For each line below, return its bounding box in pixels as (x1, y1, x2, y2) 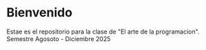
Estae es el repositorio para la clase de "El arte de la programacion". (6, 27, 200, 36)
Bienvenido (6, 5, 73, 21)
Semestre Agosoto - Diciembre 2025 (6, 34, 111, 42)
